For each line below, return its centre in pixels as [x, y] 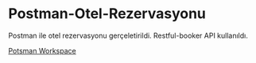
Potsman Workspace [43, 50]
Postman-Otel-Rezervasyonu [107, 14]
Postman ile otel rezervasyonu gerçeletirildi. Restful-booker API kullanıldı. [128, 35]
